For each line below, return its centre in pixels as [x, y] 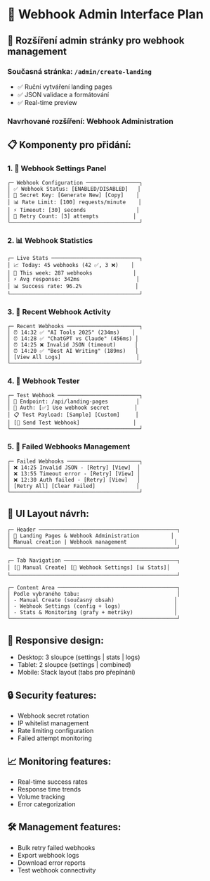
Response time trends [49, 789]
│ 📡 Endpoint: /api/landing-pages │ [73, 402]
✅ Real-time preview [47, 102]
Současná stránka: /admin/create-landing [80, 71]
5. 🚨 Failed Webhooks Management [69, 446]
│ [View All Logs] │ [73, 357]
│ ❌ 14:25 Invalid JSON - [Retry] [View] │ [74, 468]
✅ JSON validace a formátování [63, 94]
